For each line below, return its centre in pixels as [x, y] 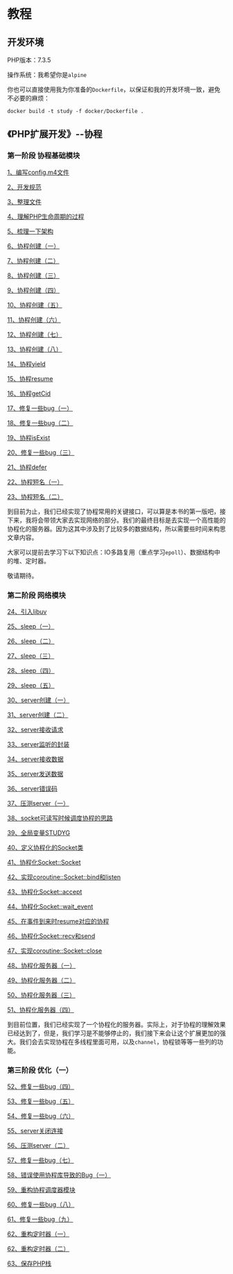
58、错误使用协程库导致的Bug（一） [59, 1175]
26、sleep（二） [31, 641]
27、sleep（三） [31, 656]
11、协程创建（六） [34, 319]
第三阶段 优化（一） [40, 1070]
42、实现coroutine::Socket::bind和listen [64, 877]
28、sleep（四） [31, 670]
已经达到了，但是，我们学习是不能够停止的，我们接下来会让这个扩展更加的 [113, 1033]
